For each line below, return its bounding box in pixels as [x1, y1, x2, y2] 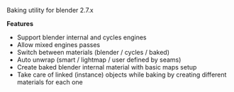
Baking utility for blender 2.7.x [6, 6, 94, 14]
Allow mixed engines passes [16, 41, 101, 48]
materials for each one [16, 78, 83, 86]
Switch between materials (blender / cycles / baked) [16, 48, 170, 56]
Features [6, 20, 33, 27]
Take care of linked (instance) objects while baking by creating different [16, 70, 227, 79]
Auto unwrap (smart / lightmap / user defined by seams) [16, 55, 182, 64]
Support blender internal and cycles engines [16, 33, 147, 41]
